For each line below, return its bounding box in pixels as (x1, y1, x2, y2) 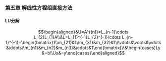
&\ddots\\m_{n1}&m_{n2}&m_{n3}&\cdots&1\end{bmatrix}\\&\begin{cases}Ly (6, 45, 161, 51)
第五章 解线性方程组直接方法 (5, 4, 73, 11)
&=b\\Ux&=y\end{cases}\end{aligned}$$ (42, 50, 125, 56)
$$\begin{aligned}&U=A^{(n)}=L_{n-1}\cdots (38, 29, 129, 35)
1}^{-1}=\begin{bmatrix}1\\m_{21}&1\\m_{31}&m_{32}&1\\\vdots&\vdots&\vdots (5, 40, 161, 46)
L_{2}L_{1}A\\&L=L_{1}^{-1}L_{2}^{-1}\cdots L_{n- (34, 34, 133, 40)
